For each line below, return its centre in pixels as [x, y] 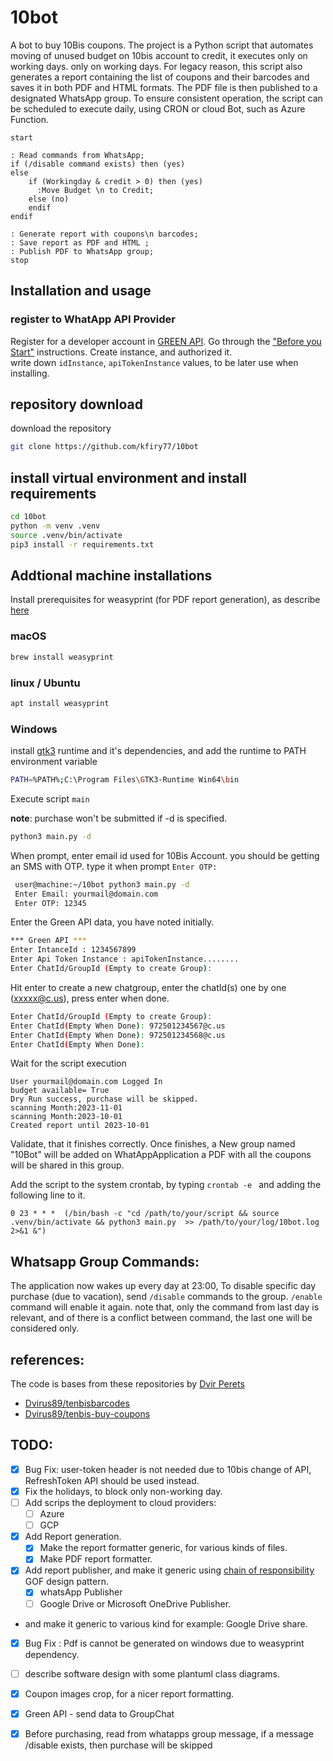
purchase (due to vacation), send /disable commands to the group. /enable [166, 1297]
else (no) [49, 199]
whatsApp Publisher [81, 1592]
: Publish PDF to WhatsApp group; [82, 251]
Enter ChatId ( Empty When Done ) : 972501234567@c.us [118, 1026]
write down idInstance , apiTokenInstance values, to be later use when [154, 362]
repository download [76, 404]
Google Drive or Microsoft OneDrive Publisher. [135, 1603]
